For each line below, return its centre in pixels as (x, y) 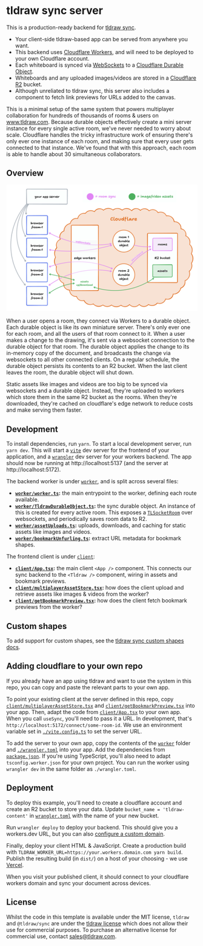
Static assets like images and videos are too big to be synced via (87, 384)
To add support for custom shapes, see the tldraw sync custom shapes (95, 641)
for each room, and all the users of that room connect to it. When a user (96, 334)
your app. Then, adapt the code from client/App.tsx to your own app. (94, 712)
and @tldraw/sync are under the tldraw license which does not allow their (97, 923)
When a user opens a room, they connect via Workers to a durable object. (98, 321)
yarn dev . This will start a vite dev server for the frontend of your (88, 451)
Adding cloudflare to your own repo (75, 666)
